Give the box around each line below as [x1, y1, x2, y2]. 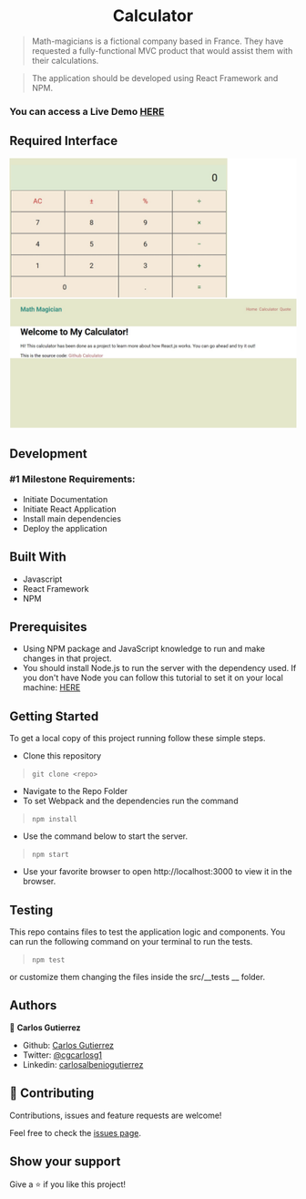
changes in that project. [22, 653, 112, 664]
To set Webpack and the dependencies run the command [22, 795, 239, 807]
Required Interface [9, 133, 118, 149]
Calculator [112, 5, 194, 26]
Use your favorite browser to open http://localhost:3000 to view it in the [22, 866, 293, 877]
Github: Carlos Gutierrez [22, 1039, 115, 1050]
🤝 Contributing [9, 1086, 95, 1101]
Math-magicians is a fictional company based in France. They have [31, 36, 284, 47]
